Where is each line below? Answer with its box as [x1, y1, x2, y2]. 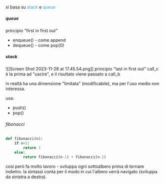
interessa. [5, 86, 26, 92]
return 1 [23, 145, 41, 150]
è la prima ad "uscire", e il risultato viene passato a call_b [5, 71, 120, 77]
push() [12, 105, 26, 111]
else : [14, 150, 26, 155]
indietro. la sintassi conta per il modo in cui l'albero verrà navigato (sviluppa [5, 168, 158, 174]
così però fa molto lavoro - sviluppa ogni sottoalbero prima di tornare [5, 163, 144, 169]
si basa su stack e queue [5, 4, 56, 10]
